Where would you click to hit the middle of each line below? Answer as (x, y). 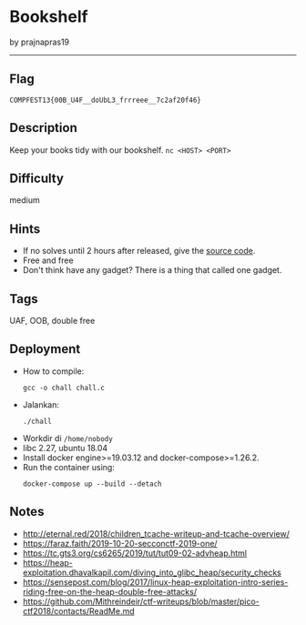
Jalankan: (41, 404)
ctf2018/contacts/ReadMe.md (78, 610)
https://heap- (47, 562)
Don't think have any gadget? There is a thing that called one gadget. (152, 270)
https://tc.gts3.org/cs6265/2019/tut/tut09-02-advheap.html (135, 553)
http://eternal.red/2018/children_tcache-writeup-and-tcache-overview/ (156, 533)
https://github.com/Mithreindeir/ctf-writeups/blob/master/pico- (141, 601)
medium (25, 200)
